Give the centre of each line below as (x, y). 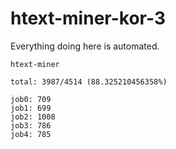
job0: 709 (31, 99)
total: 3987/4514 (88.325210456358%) (89, 82)
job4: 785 (31, 134)
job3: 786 (31, 125)
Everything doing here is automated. (85, 46)
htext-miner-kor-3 (88, 18)
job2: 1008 (33, 117)
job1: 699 (31, 108)
